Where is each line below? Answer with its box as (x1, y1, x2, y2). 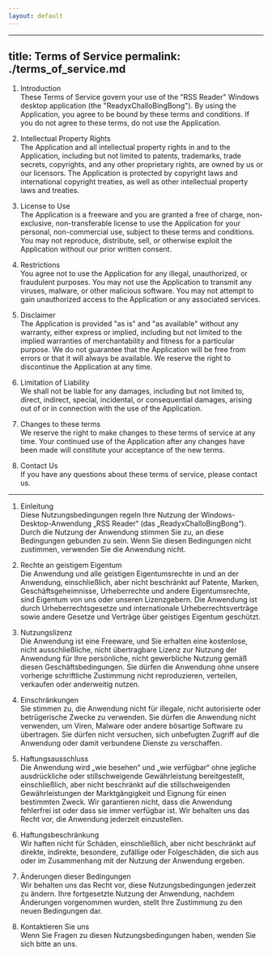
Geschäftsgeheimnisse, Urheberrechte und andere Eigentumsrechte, (19, 586, 250, 596)
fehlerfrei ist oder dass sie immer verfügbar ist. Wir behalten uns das (19, 806, 250, 815)
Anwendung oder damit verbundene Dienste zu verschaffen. (19, 738, 223, 748)
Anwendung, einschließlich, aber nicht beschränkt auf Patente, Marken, (19, 578, 259, 587)
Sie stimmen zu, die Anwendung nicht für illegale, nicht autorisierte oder (19, 703, 261, 714)
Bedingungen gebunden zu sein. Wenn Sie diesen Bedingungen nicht (19, 536, 252, 546)
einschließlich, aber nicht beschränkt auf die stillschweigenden (19, 780, 231, 789)
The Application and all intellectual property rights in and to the (19, 143, 231, 153)
